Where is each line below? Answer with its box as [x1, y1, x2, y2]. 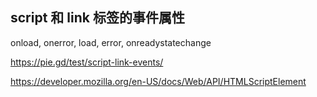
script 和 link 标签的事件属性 [10, 9, 185, 27]
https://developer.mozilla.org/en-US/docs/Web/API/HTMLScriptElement [10, 75, 307, 87]
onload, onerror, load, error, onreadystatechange [10, 36, 212, 48]
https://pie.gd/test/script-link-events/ [10, 56, 164, 68]
